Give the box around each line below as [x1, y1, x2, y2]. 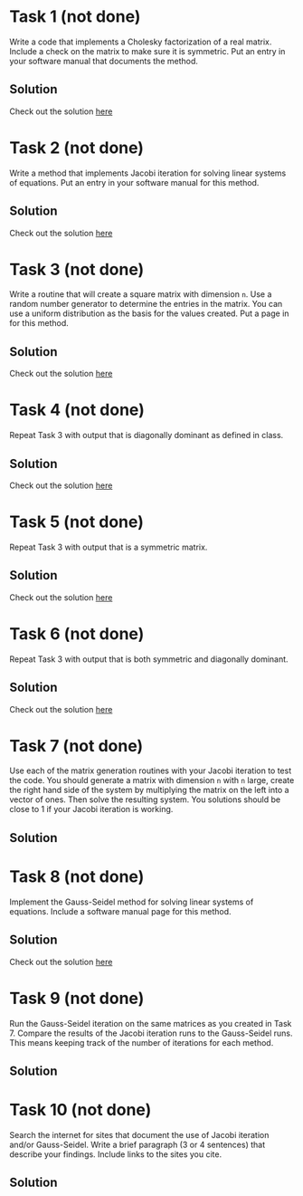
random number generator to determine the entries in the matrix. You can [9, 299, 283, 310]
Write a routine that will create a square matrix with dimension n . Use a [9, 289, 272, 300]
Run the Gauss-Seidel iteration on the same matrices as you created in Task [9, 1018, 292, 1029]
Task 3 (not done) [9, 259, 145, 280]
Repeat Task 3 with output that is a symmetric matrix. [9, 541, 208, 552]
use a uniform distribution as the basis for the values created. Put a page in [9, 308, 289, 319]
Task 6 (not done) [9, 623, 145, 644]
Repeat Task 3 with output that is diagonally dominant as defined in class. [9, 430, 284, 441]
